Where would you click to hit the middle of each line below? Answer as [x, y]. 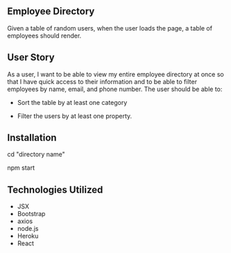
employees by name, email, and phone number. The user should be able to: [115, 89]
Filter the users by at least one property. [75, 116]
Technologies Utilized [55, 189]
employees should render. [44, 35]
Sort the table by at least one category [72, 102]
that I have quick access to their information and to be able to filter [102, 81]
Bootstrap [31, 214]
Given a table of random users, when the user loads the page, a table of [110, 28]
